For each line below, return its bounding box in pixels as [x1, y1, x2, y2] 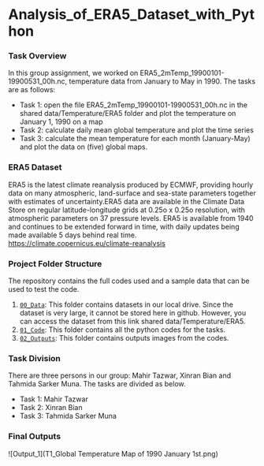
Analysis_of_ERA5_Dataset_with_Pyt [8, 6, 255, 24]
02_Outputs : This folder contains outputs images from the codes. [19, 334, 229, 343]
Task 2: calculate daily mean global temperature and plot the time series [19, 125, 255, 135]
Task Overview [8, 50, 67, 62]
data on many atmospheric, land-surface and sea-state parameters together [8, 188, 256, 198]
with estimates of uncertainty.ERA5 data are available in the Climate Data [8, 196, 245, 206]
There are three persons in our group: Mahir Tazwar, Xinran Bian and [8, 371, 232, 380]
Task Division [8, 353, 61, 363]
